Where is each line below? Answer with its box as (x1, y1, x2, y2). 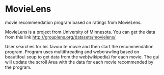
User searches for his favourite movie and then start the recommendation (5, 43, 154, 49)
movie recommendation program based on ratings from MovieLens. (5, 19, 142, 25)
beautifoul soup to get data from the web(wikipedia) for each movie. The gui (5, 54, 160, 59)
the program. (5, 64, 31, 70)
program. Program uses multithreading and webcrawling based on (5, 49, 139, 55)
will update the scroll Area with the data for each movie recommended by (5, 59, 154, 65)
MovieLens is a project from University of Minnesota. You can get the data (5, 29, 156, 35)
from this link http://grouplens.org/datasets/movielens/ (5, 34, 116, 40)
